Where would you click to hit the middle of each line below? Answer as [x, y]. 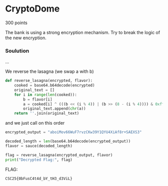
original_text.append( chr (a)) [54, 109]
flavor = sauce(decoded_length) [39, 146]
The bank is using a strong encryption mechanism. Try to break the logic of [83, 32]
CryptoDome [32, 9]
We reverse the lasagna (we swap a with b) [49, 71]
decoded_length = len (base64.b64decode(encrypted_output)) [68, 141]
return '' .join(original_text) [47, 114]
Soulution [17, 51]
